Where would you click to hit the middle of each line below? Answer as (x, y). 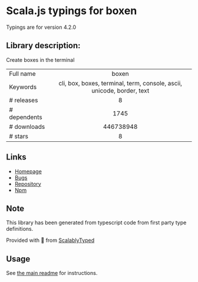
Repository (28, 184)
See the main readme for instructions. (52, 273)
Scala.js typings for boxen (72, 11)
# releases (24, 100)
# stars (19, 136)
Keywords (23, 87)
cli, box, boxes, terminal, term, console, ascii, (121, 83)
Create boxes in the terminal (40, 59)
